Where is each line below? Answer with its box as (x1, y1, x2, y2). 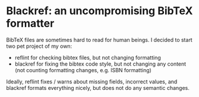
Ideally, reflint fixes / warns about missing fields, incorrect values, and (6, 78, 178, 85)
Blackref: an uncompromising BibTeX (6, 4, 193, 18)
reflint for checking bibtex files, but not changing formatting (14, 54, 162, 61)
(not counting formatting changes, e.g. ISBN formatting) (14, 66, 151, 73)
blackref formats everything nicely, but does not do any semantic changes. (6, 84, 190, 91)
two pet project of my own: (6, 43, 72, 50)
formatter (6, 17, 55, 30)
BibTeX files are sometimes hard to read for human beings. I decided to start (6, 36, 193, 43)
